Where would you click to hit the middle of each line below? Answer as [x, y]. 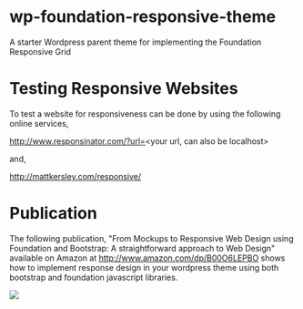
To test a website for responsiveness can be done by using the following [145, 113]
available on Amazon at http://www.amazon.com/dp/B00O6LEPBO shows [147, 258]
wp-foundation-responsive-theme [142, 17]
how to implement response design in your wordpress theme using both [144, 267]
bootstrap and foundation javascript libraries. [94, 277]
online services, [39, 123]
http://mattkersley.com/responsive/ [76, 176]
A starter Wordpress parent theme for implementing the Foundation [136, 42]
